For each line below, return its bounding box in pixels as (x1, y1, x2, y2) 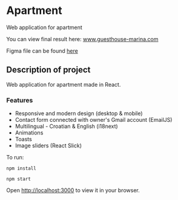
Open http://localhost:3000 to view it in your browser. (6, 187, 140, 194)
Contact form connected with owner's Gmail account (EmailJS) (15, 116, 173, 124)
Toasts (15, 136, 32, 143)
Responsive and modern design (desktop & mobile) (15, 110, 143, 117)
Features (6, 96, 33, 104)
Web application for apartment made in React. (6, 81, 121, 88)
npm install (6, 165, 36, 172)
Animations (15, 129, 44, 136)
